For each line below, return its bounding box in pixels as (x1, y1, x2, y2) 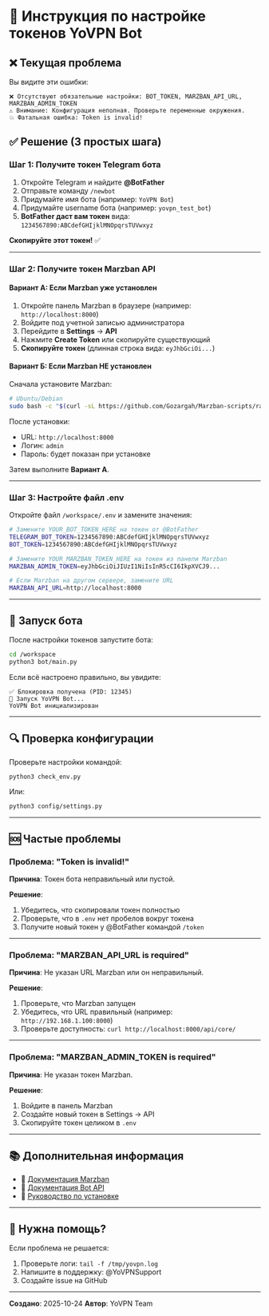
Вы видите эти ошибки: (9, 78, 89, 86)
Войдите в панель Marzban (20, 1100, 113, 1110)
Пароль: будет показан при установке (20, 449, 151, 459)
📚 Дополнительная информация (9, 1149, 184, 1163)
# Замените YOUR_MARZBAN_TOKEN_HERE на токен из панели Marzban (9, 555, 227, 563)
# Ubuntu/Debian (9, 395, 63, 403)
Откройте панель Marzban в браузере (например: (20, 300, 192, 310)
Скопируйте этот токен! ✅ (9, 235, 101, 245)
